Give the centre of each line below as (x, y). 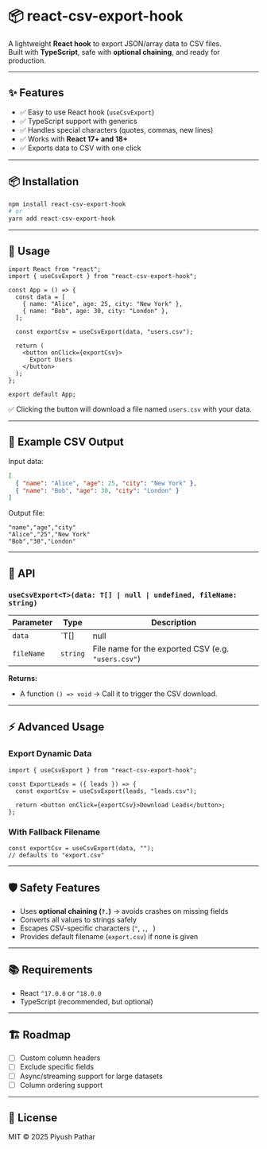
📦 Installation (44, 182)
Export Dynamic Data (50, 754)
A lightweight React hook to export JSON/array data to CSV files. (115, 43)
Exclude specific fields (56, 1067)
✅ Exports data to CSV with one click (80, 148)
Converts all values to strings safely (78, 919)
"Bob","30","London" (43, 542)
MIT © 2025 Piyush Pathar (52, 1137)
